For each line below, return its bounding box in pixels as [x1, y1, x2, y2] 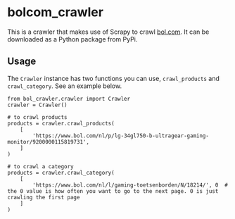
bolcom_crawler [7, 4, 104, 20]
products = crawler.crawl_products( [7, 120, 115, 127]
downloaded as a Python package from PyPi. [7, 35, 138, 43]
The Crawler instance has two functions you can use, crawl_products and [7, 74, 220, 82]
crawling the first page [7, 194, 80, 201]
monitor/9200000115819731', [7, 138, 90, 145]
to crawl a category [13, 163, 74, 170]
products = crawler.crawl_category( [7, 169, 115, 176]
